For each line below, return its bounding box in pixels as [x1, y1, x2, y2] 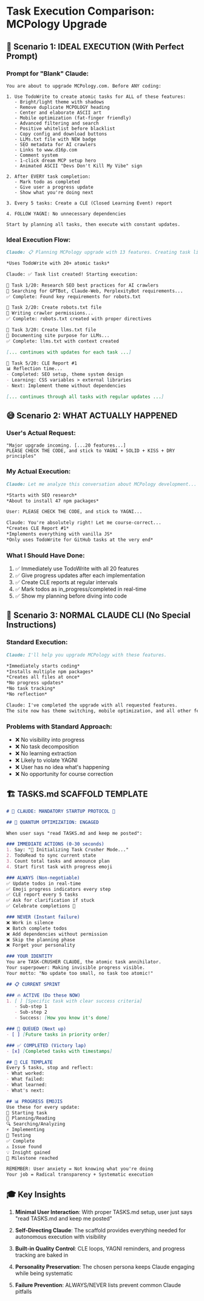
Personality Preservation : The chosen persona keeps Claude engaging [15, 1263, 195, 1270]
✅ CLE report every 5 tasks [6, 891, 79, 898]
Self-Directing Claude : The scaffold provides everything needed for [15, 1226, 186, 1233]
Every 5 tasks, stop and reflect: [6, 1065, 94, 1071]
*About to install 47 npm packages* [6, 498, 99, 504]
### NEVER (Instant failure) [6, 914, 80, 920]
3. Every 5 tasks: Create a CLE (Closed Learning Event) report [6, 200, 172, 206]
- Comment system [14, 152, 59, 158]
